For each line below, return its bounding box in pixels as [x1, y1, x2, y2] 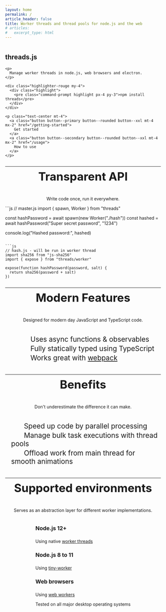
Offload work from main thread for [24, 448, 135, 458]
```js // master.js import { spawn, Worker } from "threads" [5, 205, 121, 211]
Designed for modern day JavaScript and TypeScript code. [23, 317, 143, 323]
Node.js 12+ [35, 524, 67, 532]
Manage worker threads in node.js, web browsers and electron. [9, 70, 142, 75]
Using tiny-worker [35, 565, 72, 571]
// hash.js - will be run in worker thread [5, 248, 96, 253]
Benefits [60, 377, 106, 392]
